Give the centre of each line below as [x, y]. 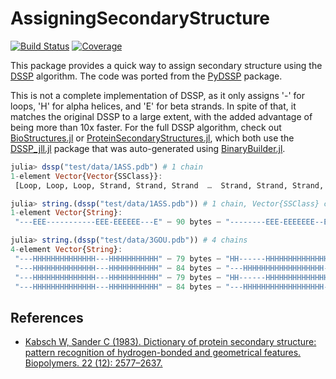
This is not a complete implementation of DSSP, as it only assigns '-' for [158, 95]
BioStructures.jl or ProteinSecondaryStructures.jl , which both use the [152, 138]
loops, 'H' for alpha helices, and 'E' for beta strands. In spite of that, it [153, 106]
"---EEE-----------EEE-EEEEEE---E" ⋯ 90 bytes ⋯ [118, 222]
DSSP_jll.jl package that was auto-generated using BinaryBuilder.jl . [148, 148]
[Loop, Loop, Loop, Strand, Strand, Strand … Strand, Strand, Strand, [169, 185]
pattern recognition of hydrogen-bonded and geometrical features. [163, 353]
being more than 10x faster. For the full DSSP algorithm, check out [146, 127]
